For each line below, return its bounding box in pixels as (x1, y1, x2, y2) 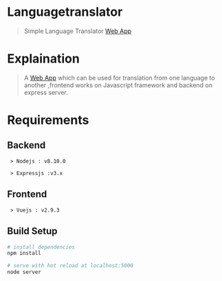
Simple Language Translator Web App (23, 27, 132, 35)
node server (7, 269, 41, 276)
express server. (23, 88, 69, 96)
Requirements (7, 113, 89, 128)
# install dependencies (7, 243, 76, 251)
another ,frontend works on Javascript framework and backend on (23, 80, 213, 89)
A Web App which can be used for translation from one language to (23, 74, 215, 82)
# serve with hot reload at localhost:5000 (7, 262, 134, 269)
